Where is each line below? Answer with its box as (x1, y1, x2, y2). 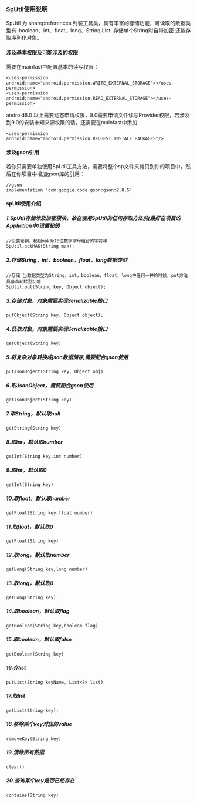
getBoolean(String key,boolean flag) (6, 623, 98, 629)
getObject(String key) (6, 340, 62, 347)
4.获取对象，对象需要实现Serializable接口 (6, 325, 108, 332)
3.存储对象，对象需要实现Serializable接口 (6, 297, 108, 304)
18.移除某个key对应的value (6, 721, 72, 728)
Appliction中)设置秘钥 (6, 222, 60, 229)
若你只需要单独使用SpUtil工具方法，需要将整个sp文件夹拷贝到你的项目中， (6, 163, 186, 170)
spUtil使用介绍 (6, 200, 42, 207)
